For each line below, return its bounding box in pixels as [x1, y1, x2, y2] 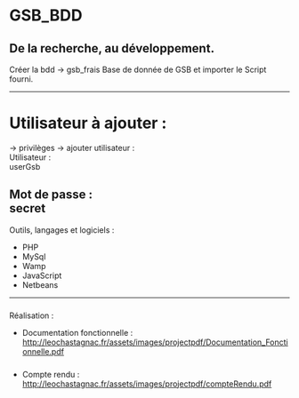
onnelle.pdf [21, 346, 65, 357]
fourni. [9, 74, 34, 84]
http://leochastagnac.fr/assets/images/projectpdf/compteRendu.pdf [21, 378, 272, 389]
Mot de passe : [9, 187, 93, 203]
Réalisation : [9, 310, 54, 321]
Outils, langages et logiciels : [9, 224, 115, 235]
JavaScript [21, 270, 62, 281]
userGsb [9, 161, 41, 171]
